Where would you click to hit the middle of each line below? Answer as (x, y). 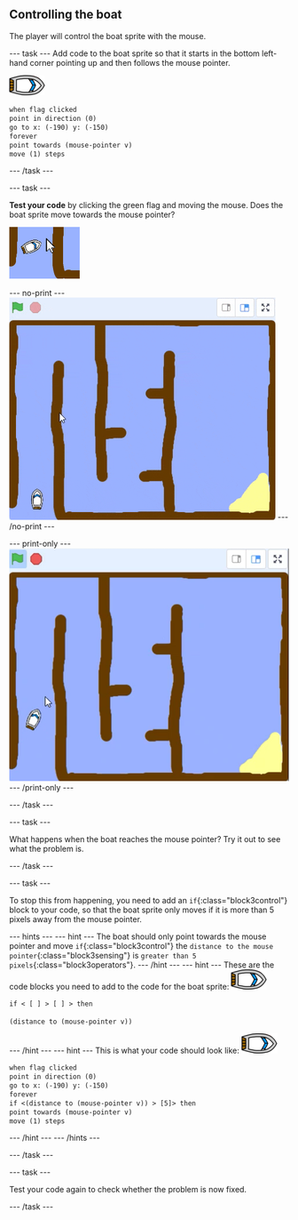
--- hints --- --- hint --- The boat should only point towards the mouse (138, 936)
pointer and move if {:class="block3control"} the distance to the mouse (141, 945)
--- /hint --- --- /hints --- (55, 1137)
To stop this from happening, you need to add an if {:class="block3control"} (149, 900)
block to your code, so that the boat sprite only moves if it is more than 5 (142, 910)
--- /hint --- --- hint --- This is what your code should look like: (124, 1050)
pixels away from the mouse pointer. (75, 919)
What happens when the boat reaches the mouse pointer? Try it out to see (145, 839)
